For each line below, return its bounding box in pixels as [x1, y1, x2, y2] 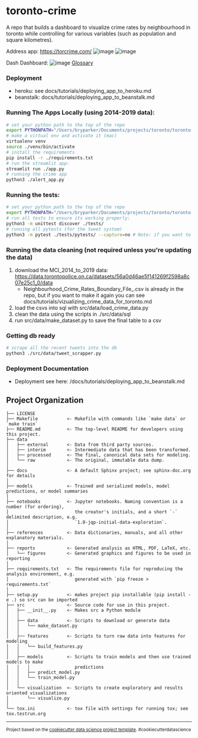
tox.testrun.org [6, 711, 46, 717]
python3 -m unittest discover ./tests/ [6, 221, 104, 227]
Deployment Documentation [6, 364, 89, 373]
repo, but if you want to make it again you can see [23, 292, 146, 299]
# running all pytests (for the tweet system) [6, 226, 123, 232]
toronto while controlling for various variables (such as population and [6, 30, 176, 37]
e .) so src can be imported [6, 597, 78, 603]
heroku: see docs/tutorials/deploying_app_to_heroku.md [14, 88, 151, 95]
